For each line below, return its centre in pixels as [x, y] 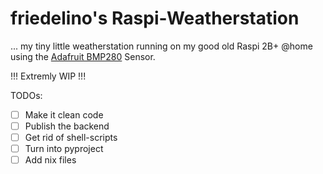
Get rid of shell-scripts [71, 138]
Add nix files [50, 160]
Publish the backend [67, 126]
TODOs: [26, 95]
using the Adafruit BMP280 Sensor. [83, 56]
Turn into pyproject [64, 149]
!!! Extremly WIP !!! [48, 76]
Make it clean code [64, 114]
